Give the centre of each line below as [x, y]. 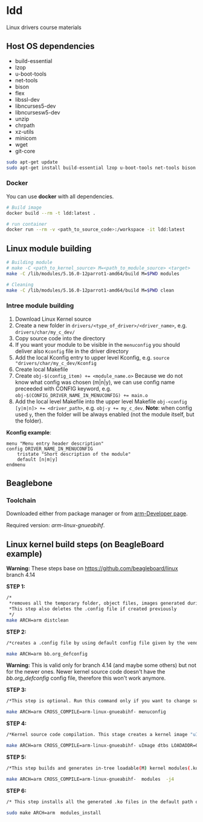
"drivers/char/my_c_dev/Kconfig [56, 363]
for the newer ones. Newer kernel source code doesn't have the [86, 672]
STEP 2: [16, 632]
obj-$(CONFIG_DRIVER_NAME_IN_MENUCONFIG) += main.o [81, 395]
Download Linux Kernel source [53, 319]
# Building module [29, 263]
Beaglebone [29, 483]
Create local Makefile [41, 369]
